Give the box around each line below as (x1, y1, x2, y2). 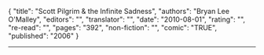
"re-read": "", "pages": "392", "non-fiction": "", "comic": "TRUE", (8, 23, 218, 32)
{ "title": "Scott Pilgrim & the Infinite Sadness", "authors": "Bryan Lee (8, 7, 230, 15)
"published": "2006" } (8, 31, 79, 40)
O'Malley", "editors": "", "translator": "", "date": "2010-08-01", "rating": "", (8, 15, 246, 24)
